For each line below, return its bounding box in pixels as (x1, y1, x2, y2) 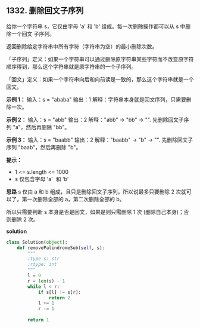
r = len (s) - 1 (27, 278, 65, 284)
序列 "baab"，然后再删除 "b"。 (6, 143, 82, 151)
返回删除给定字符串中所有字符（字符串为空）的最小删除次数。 (6, 42, 158, 50)
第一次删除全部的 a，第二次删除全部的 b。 (21, 195, 125, 203)
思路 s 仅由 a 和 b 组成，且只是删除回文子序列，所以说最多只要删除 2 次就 (6, 188, 186, 195)
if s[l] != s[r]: (37, 289, 82, 295)
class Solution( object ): (6, 239, 68, 245)
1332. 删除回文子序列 (6, 5, 84, 16)
